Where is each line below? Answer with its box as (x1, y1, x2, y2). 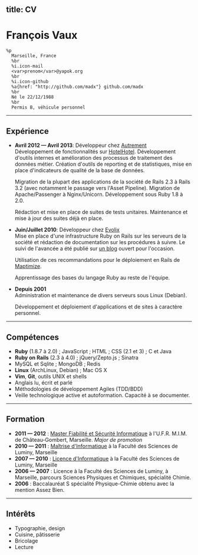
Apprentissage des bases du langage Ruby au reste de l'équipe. (14, 274, 170, 281)
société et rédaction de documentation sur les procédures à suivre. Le (14, 239, 186, 246)
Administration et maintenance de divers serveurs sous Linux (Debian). (14, 292, 187, 299)
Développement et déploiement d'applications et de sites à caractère (14, 303, 183, 310)
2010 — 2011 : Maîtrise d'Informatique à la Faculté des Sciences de (14, 442, 178, 449)
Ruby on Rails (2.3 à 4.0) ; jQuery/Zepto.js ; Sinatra (14, 354, 138, 361)
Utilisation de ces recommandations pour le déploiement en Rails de (14, 257, 180, 264)
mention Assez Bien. (14, 486, 65, 493)
